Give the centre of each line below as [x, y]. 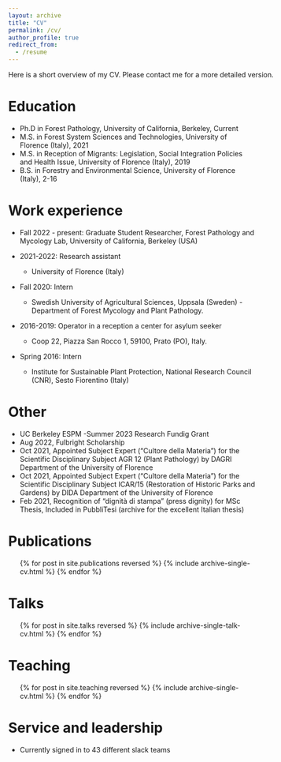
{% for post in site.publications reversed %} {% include [109, 563]
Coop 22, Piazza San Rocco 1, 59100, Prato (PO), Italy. [119, 341]
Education [42, 107]
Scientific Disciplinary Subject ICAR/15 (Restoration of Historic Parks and [137, 484]
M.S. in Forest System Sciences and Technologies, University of [123, 137]
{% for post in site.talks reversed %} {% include [97, 625]
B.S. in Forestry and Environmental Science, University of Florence [128, 170]
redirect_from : [33, 45]
